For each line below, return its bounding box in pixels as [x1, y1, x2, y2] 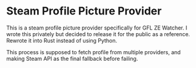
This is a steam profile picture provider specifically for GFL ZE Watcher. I [6, 24, 188, 31]
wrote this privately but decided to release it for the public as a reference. [6, 30, 190, 37]
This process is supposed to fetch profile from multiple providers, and [6, 48, 181, 55]
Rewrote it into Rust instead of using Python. [6, 37, 117, 44]
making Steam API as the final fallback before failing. [6, 55, 138, 62]
